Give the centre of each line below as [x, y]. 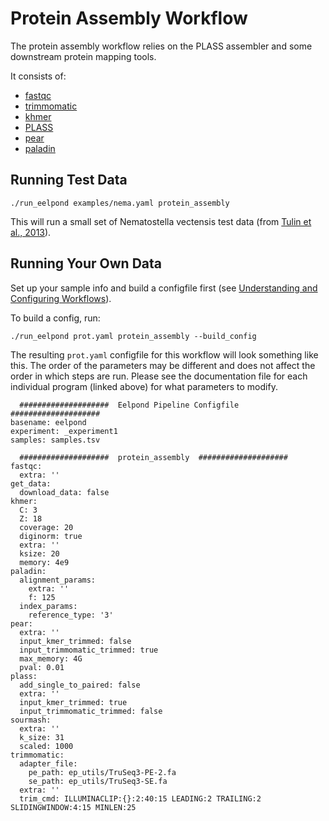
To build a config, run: [55, 318]
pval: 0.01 [42, 667]
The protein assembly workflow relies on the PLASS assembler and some [161, 46]
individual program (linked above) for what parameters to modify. [144, 386]
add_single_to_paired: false [80, 685]
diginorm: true [51, 536]
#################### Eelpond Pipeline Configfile [129, 405]
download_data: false [64, 492]
